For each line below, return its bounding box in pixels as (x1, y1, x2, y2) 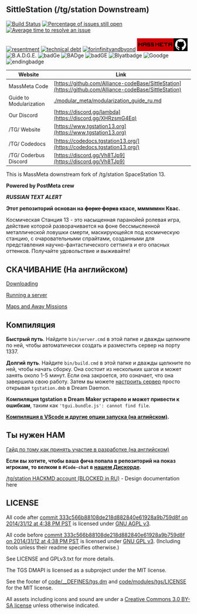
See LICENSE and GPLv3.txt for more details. (6, 555, 115, 562)
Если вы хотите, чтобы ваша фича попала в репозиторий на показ (6, 457, 176, 464)
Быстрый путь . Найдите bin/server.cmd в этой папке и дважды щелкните (6, 335, 191, 342)
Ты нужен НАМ (6, 430, 66, 440)
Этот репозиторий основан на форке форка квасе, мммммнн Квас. (6, 205, 181, 212)
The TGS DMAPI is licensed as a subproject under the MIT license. (6, 566, 167, 573)
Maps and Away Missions (6, 303, 67, 310)
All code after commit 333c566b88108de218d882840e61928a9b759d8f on (6, 514, 188, 521)
